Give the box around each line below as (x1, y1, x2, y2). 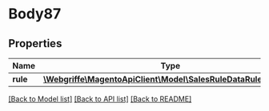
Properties (8, 37, 62, 50)
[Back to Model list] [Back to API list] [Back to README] (8, 94, 192, 104)
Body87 (8, 5, 62, 23)
